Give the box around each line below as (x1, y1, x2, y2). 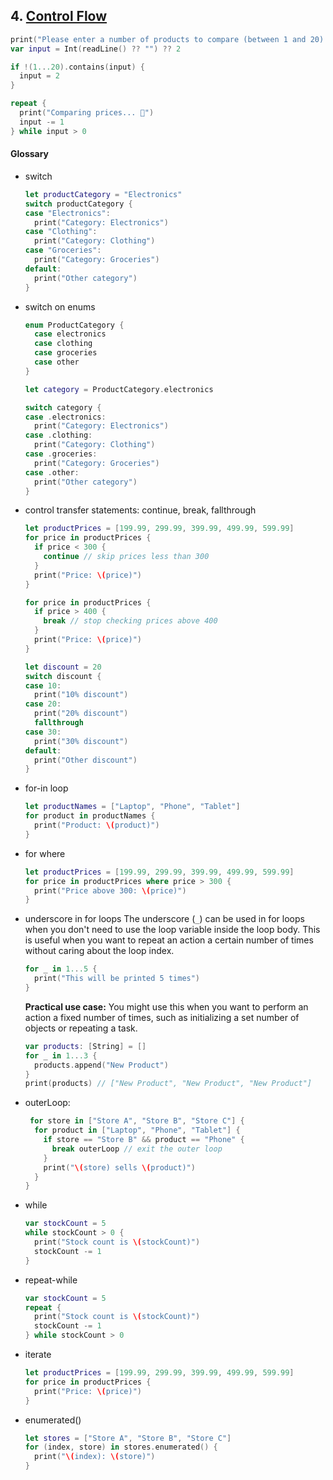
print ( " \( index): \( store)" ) (34, 1452, 156, 1462)
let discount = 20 (24, 662, 102, 672)
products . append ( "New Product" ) (34, 1060, 169, 1070)
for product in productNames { (24, 811, 156, 821)
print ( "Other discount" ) (34, 755, 138, 765)
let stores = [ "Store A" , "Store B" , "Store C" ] (24, 1433, 232, 1443)
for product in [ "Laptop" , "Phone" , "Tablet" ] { (34, 1125, 241, 1136)
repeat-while (24, 1274, 78, 1286)
